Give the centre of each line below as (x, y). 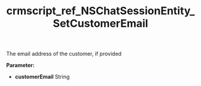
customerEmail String (42, 77)
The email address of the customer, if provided (64, 54)
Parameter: (20, 65)
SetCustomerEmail (100, 23)
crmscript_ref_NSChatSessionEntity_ (100, 11)
